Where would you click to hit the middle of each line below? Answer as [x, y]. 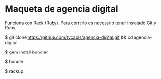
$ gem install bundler [27, 52]
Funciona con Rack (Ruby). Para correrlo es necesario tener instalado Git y [80, 23]
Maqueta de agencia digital [62, 9]
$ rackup [14, 71]
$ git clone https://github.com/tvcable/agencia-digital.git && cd [69, 37]
